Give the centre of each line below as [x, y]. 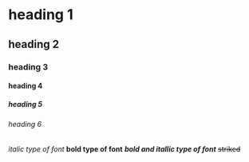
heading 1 [41, 15]
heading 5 [26, 104]
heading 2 [34, 44]
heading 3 [28, 67]
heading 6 [25, 124]
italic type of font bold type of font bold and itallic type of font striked [125, 148]
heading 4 [26, 86]
